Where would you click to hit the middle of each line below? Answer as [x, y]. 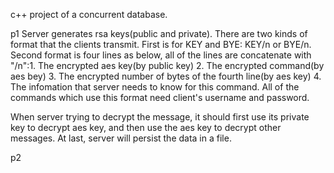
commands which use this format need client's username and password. [160, 97]
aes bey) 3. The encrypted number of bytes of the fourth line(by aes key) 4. [166, 76]
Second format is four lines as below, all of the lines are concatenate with [161, 55]
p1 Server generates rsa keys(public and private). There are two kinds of [159, 33]
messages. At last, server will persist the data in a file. [121, 138]
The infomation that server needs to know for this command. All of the [155, 87]
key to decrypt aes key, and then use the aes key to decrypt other [146, 127]
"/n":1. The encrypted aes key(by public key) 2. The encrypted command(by [167, 65]
